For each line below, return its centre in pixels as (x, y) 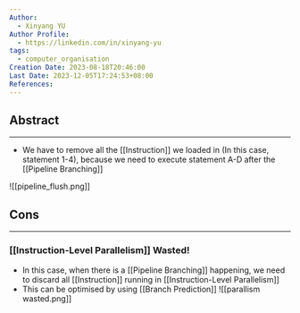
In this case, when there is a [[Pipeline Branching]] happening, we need (154, 270)
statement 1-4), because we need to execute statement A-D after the (149, 160)
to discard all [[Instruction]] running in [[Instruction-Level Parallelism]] (150, 279)
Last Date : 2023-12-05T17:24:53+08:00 (81, 76)
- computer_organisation (63, 59)
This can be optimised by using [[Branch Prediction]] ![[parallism (141, 289)
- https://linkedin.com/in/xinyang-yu (90, 42)
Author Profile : (39, 34)
